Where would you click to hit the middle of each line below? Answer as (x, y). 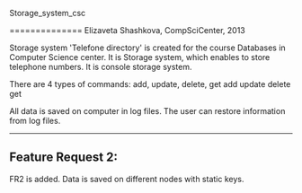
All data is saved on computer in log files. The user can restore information (147, 111)
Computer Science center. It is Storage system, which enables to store (140, 57)
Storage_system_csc (48, 13)
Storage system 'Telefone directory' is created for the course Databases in (147, 48)
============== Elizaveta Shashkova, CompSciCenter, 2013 (127, 30)
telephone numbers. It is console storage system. (101, 67)
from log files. (35, 121)
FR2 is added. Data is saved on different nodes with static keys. (127, 179)
